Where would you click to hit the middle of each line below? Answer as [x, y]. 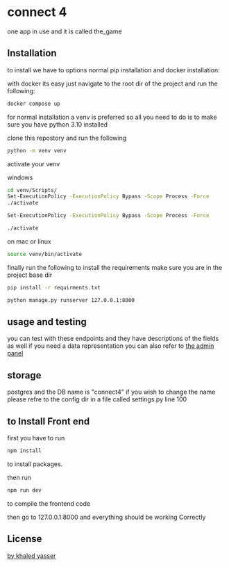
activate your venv [34, 163]
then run [19, 477]
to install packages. [35, 464]
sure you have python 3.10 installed [58, 124]
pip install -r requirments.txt [54, 287]
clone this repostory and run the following [67, 138]
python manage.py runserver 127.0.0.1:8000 [71, 300]
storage [24, 375]
